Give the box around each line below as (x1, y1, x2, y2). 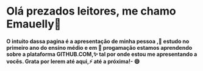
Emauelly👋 (6, 17, 62, 31)
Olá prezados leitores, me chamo (6, 4, 176, 18)
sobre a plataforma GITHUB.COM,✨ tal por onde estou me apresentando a (6, 50, 198, 58)
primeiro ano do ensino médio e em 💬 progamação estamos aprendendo (6, 44, 193, 51)
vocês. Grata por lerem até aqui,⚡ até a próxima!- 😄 (6, 58, 140, 65)
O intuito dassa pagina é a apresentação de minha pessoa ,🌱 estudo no (6, 38, 190, 45)
